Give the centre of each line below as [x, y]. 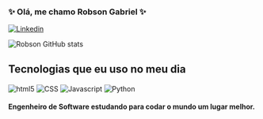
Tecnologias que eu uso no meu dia [97, 69]
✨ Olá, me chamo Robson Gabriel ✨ [77, 12]
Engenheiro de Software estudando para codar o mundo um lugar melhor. [132, 107]
